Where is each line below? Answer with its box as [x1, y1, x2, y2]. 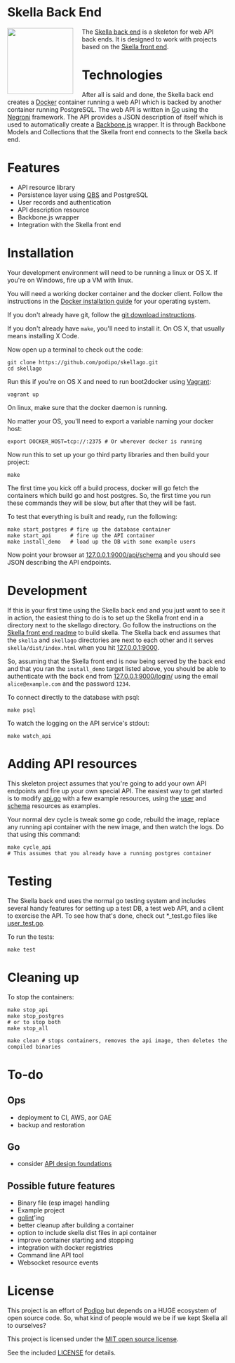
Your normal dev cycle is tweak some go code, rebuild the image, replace [7, 815, 220, 824]
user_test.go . [7, 919, 46, 927]
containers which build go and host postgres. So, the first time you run [7, 491, 211, 499]
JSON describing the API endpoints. [7, 558, 112, 566]
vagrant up [7, 391, 39, 398]
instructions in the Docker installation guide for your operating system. [7, 297, 211, 305]
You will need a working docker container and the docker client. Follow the [7, 289, 223, 297]
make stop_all [7, 1025, 49, 1032]
